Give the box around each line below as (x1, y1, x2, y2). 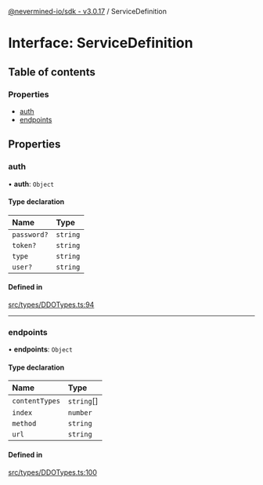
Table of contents (8, 65, 95, 78)
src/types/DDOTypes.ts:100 (8, 467, 98, 477)
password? (12, 230, 49, 239)
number (67, 408, 92, 418)
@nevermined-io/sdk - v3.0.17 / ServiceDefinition (8, 7, 167, 16)
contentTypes (12, 396, 61, 406)
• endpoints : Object (8, 345, 73, 354)
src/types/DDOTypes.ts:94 (8, 300, 95, 309)
